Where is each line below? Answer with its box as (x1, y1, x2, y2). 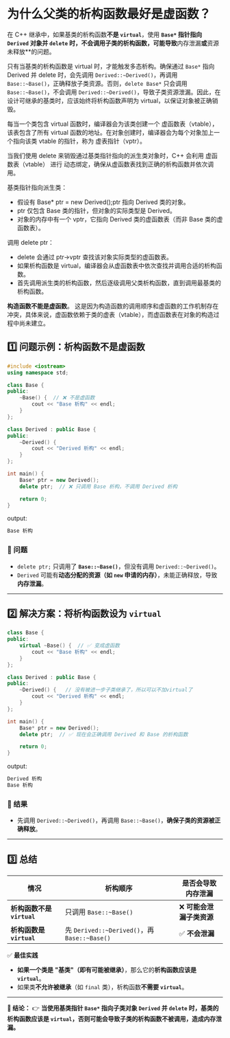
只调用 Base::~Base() (64, 907, 133, 917)
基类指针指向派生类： (7, 183, 67, 191)
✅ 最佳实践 (7, 951, 38, 960)
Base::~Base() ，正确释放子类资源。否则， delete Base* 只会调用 (7, 79, 188, 87)
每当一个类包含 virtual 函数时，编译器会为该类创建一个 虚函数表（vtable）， (7, 120, 218, 128)
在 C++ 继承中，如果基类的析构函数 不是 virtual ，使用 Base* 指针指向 (7, 30, 203, 38)
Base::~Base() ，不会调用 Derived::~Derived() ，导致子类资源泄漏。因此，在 (7, 87, 221, 96)
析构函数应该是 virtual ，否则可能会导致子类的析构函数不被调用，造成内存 (7, 1015, 216, 1023)
